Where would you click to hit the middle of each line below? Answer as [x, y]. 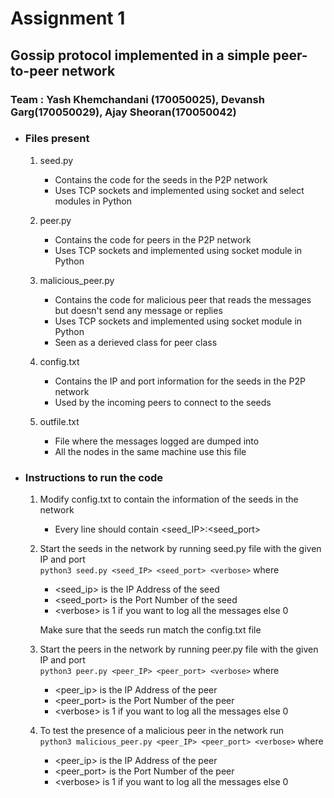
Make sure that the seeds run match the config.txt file [150, 630]
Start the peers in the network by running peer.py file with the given [179, 649]
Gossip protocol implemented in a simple [140, 55]
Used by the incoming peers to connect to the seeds [163, 402]
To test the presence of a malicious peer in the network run [162, 731]
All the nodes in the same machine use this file [150, 451]
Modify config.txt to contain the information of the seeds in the [169, 499]
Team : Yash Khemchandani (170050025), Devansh [137, 99]
